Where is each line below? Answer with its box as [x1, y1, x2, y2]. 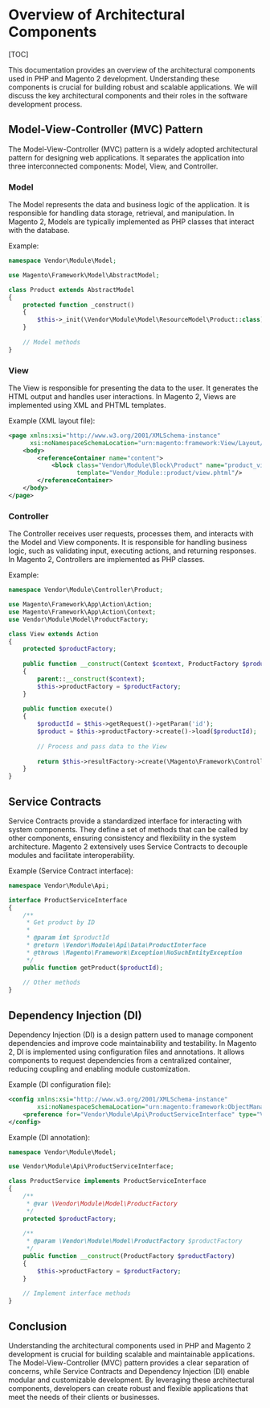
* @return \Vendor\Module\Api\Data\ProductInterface [26, 941, 207, 949]
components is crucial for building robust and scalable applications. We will [8, 82, 258, 92]
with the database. [8, 226, 70, 235]
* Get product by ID [26, 919, 95, 927]
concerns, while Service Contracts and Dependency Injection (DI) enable [8, 1366, 250, 1376]
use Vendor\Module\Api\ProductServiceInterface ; [8, 1163, 174, 1171]
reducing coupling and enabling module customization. [8, 1064, 190, 1074]
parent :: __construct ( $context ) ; [37, 675, 146, 683]
